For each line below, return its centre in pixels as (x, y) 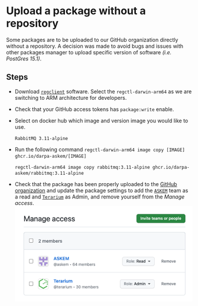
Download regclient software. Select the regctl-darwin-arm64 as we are (103, 91)
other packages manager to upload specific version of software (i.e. (89, 52)
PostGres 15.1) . (24, 58)
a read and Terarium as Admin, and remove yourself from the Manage (100, 197)
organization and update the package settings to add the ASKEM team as (101, 190)
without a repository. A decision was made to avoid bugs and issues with (95, 46)
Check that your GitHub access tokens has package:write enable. (94, 109)
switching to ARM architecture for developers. (71, 97)
